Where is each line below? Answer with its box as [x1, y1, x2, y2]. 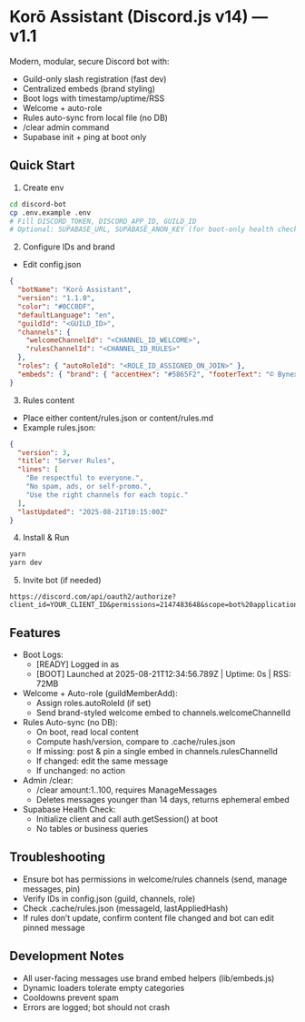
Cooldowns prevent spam [22, 992, 120, 1003]
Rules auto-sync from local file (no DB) [22, 112, 168, 123]
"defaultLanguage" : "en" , [17, 310, 116, 319]
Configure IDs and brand [22, 241, 115, 252]
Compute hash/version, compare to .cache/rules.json [35, 735, 236, 747]
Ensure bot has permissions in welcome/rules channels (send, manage [22, 874, 288, 885]
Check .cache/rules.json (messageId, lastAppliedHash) [22, 903, 229, 914]
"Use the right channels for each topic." [25, 490, 189, 500]
